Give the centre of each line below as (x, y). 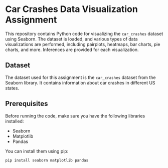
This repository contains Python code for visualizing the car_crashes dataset (84, 33)
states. (12, 88)
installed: (15, 121)
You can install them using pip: (37, 151)
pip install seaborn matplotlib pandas (47, 160)
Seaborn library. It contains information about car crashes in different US (80, 82)
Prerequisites (27, 104)
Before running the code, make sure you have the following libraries (75, 115)
